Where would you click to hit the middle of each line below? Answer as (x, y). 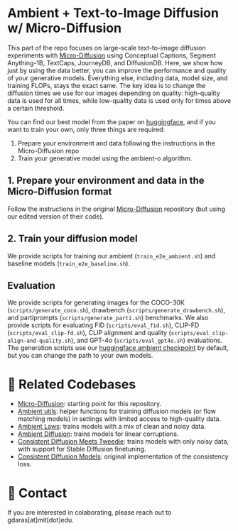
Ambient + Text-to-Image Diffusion (113, 13)
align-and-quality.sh (39, 341)
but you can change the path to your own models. (80, 356)
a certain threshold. (36, 108)
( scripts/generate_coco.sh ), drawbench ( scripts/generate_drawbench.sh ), (117, 310)
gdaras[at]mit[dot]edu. (41, 520)
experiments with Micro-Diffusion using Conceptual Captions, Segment (112, 55)
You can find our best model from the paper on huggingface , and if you (112, 121)
